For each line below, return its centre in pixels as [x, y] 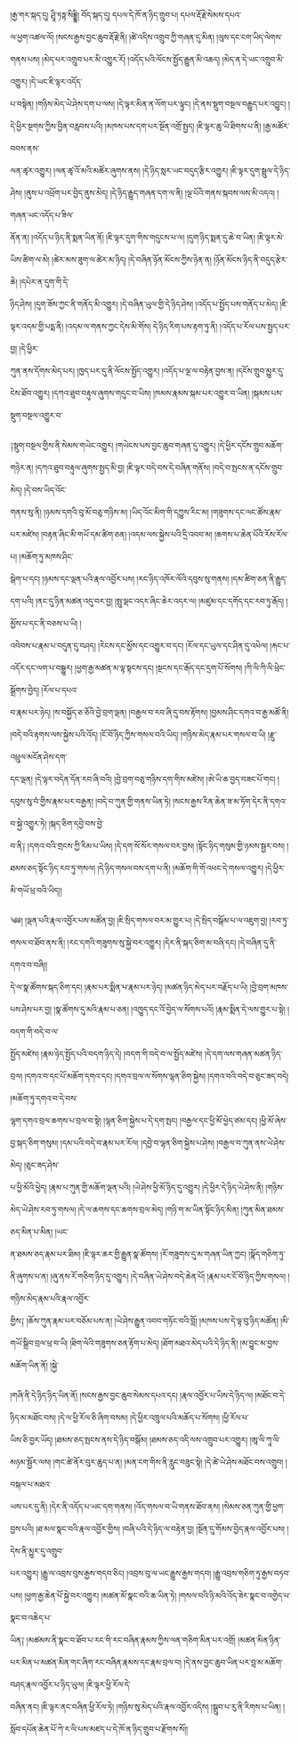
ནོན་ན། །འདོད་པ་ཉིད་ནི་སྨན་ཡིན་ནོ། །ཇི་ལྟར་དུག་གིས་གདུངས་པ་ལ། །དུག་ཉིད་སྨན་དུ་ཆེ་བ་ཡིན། [133, 237]
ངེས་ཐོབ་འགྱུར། [30, 393]
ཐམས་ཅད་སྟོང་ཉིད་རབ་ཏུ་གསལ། [53, 868]
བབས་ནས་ [25, 148]
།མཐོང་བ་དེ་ [270, 1395]
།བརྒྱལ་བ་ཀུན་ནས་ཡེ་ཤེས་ [251, 1143]
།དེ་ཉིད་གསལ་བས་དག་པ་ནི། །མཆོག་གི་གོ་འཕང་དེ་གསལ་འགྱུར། [181, 868]
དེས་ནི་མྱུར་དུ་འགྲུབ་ [37, 1551]
